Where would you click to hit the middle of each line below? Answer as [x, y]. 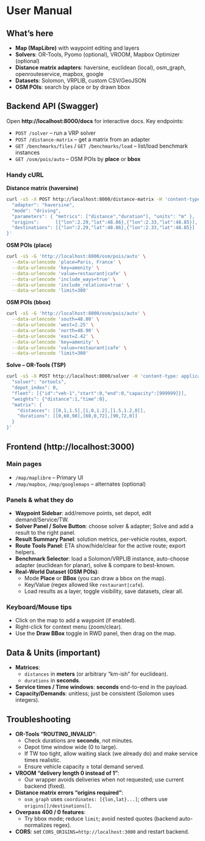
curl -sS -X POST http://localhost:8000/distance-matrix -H [85, 200]
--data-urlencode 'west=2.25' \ [53, 325]
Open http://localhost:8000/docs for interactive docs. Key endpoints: [95, 121]
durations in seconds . [52, 681]
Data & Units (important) [53, 653]
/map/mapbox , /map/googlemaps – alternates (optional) [81, 484]
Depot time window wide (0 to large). [71, 747]
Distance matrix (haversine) [42, 188]
